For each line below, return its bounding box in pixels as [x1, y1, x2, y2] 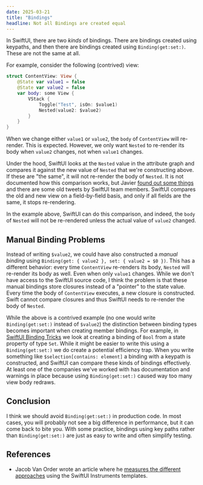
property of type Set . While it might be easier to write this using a [6, 340, 169, 347]
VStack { [28, 95, 50, 102]
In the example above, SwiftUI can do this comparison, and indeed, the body [6, 210, 196, 218]
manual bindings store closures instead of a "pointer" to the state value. [6, 283, 186, 290]
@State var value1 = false [17, 79, 85, 85]
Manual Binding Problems [6, 235, 105, 245]
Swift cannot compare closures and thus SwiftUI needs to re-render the [6, 295, 185, 303]
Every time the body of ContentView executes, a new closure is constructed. [6, 289, 196, 297]
